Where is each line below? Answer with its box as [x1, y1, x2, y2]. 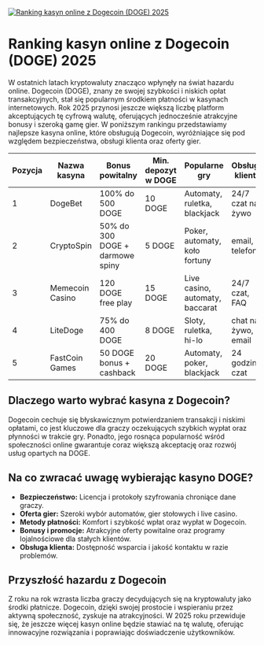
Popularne [184, 160, 224, 171]
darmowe [99, 250, 135, 261]
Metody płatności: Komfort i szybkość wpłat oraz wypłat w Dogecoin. [19, 517, 247, 527]
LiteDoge [49, 324, 84, 335]
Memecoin [49, 282, 90, 293]
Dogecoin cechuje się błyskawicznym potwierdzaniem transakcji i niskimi [8, 414, 246, 424]
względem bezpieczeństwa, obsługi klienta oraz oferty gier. [8, 136, 202, 146]
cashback [99, 367, 136, 378]
